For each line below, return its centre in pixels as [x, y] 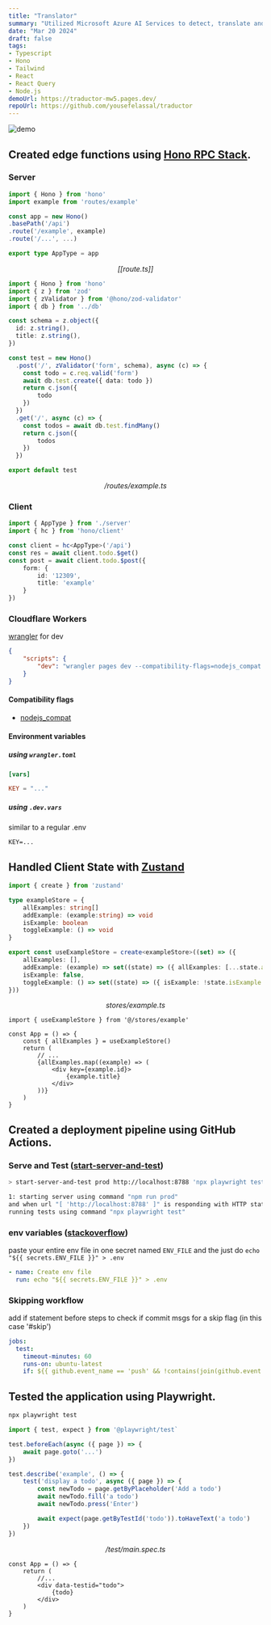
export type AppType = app [54, 254]
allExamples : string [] [61, 907]
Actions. [30, 1142]
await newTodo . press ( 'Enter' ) [88, 1505]
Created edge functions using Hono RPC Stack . [130, 154]
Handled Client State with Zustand [96, 867]
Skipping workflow [46, 1300]
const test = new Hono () [50, 358]
